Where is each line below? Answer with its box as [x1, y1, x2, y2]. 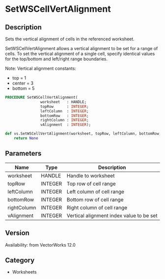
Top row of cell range [66, 180, 116, 187]
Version [5, 229, 29, 237]
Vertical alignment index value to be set [66, 212, 158, 219]
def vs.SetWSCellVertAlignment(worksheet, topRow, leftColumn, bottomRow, [5, 131, 162, 136]
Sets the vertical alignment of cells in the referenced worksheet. [5, 36, 135, 42]
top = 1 [12, 75, 27, 81]
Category [5, 256, 35, 264]
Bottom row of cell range [66, 196, 124, 203]
